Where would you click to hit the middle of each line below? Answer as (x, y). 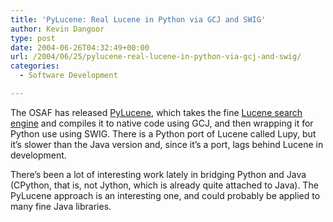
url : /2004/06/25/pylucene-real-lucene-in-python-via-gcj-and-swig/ (156, 57)
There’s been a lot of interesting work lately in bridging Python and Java (158, 174)
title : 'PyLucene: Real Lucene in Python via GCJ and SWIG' (138, 19)
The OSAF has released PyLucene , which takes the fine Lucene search (156, 112)
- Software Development (68, 76)
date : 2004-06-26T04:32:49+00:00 (80, 47)
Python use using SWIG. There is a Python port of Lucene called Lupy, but (163, 133)
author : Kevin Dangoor (57, 29)
